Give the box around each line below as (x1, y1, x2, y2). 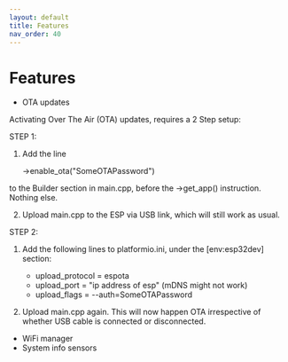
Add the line (21, 148, 66, 160)
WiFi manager (21, 334, 74, 344)
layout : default (9, 12, 69, 22)
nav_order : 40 (9, 29, 62, 38)
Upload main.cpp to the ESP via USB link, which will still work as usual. (21, 209, 281, 220)
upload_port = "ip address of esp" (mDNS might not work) (35, 280, 248, 291)
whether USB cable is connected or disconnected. (21, 316, 206, 327)
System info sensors (21, 342, 97, 353)
